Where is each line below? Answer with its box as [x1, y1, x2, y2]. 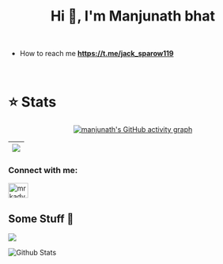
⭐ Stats [8, 93, 57, 111]
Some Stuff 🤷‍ [8, 212, 74, 225]
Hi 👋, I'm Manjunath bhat [50, 7, 216, 25]
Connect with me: [8, 164, 78, 175]
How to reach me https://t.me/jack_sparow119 [19, 48, 174, 58]
